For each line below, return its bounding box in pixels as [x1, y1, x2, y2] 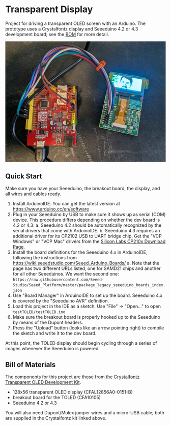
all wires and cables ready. [5, 191, 62, 197]
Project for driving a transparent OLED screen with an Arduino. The [5, 20, 146, 26]
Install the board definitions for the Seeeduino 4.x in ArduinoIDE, [12, 249, 148, 255]
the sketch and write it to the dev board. [12, 330, 97, 337]
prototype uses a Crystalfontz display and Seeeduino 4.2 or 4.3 [5, 25, 138, 32]
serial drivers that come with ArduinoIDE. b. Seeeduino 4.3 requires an [12, 228, 160, 234]
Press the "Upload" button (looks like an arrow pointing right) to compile [12, 325, 164, 331]
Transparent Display [5, 4, 93, 15]
